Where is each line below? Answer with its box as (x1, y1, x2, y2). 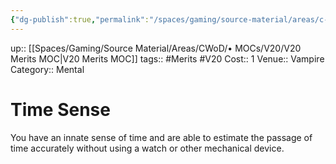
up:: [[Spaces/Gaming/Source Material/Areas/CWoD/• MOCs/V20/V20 (10, 42, 302, 54)
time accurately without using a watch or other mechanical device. (10, 142, 285, 154)
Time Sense (10, 98, 111, 121)
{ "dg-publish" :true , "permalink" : (10, 14, 150, 25)
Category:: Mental (10, 63, 85, 75)
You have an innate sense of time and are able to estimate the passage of (10, 131, 313, 143)
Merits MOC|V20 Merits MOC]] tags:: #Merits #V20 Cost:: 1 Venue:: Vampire (10, 52, 325, 65)
